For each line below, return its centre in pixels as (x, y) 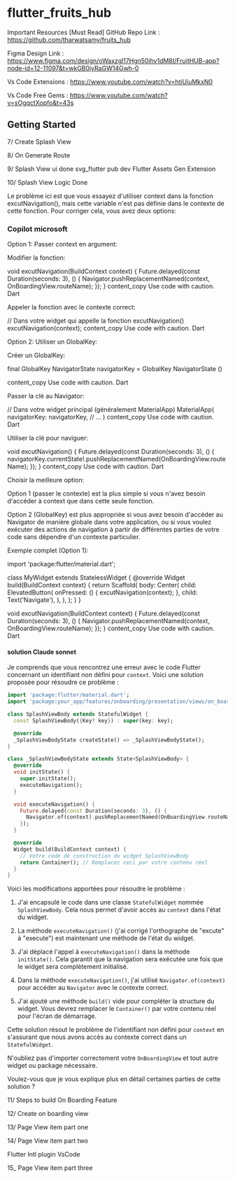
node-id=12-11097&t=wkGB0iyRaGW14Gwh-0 (73, 68)
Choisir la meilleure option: (46, 480)
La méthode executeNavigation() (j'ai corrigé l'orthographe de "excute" (121, 931)
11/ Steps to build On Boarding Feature (62, 1100)
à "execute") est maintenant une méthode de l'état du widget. (106, 938)
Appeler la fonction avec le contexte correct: (71, 307)
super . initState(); (48, 779)
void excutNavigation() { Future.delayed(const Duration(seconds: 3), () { (111, 452)
